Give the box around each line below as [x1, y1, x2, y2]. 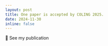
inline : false [5, 21, 35, 26]
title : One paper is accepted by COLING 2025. [5, 12, 104, 17]
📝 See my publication [5, 35, 49, 41]
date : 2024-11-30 [5, 16, 41, 21]
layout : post [5, 7, 32, 12]
